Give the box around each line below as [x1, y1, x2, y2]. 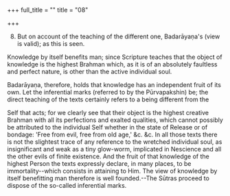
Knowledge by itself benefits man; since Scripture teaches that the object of [7, 53, 222, 61]
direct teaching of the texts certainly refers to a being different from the [7, 95, 209, 103]
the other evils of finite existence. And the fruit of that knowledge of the [7, 152, 209, 160]
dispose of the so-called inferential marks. [7, 182, 127, 189]
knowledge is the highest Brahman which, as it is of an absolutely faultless [7, 60, 218, 68]
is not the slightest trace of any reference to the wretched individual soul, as [7, 138, 222, 146]
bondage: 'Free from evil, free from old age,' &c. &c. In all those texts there [7, 130, 218, 138]
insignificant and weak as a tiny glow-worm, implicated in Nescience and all [7, 145, 222, 153]
